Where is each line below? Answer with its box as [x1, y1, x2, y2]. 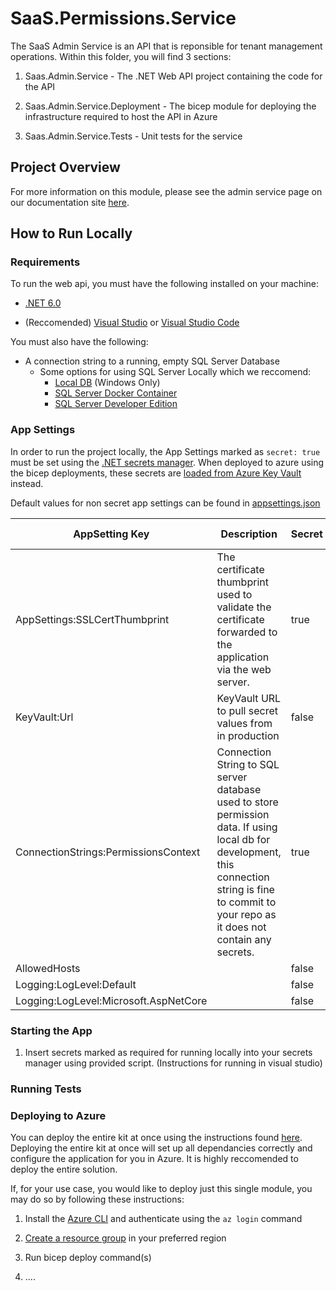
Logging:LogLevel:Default [15, 977, 137, 991]
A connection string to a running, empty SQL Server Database [24, 355, 280, 367]
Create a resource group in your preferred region [24, 1232, 227, 1244]
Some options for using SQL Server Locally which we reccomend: [39, 366, 312, 378]
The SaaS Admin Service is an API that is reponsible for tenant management [10, 40, 323, 52]
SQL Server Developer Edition [54, 398, 178, 410]
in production [216, 728, 280, 742]
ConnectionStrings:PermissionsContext [15, 845, 201, 859]
